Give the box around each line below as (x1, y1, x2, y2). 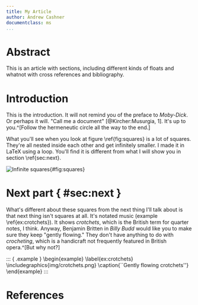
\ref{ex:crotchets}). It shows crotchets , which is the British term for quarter (6, 219, 189, 226)
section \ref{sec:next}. (6, 155, 61, 162)
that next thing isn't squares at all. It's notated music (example (6, 213, 158, 220)
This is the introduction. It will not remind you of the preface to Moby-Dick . (6, 111, 189, 118)
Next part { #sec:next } (6, 187, 122, 200)
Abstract (6, 45, 50, 59)
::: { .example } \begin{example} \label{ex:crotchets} (6, 255, 133, 262)
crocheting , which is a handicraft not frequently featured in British (6, 237, 167, 245)
